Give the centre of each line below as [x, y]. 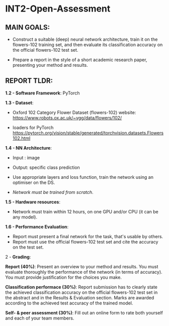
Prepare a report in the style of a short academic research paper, [80, 60]
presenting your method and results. [50, 65]
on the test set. [28, 247]
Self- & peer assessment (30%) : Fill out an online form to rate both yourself [84, 312]
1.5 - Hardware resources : [33, 202]
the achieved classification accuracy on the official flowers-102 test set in [81, 292]
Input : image [26, 157]
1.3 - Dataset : [19, 102]
